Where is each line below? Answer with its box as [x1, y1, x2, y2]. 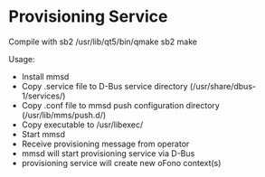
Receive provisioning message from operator [21, 138, 190, 149]
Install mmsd [21, 70, 70, 82]
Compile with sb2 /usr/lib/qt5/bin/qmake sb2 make [8, 36, 198, 47]
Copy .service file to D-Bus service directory [21, 80, 188, 91]
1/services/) [21, 90, 66, 101]
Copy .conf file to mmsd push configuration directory [21, 99, 221, 110]
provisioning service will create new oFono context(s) [21, 157, 222, 168]
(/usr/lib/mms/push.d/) [21, 109, 107, 120]
